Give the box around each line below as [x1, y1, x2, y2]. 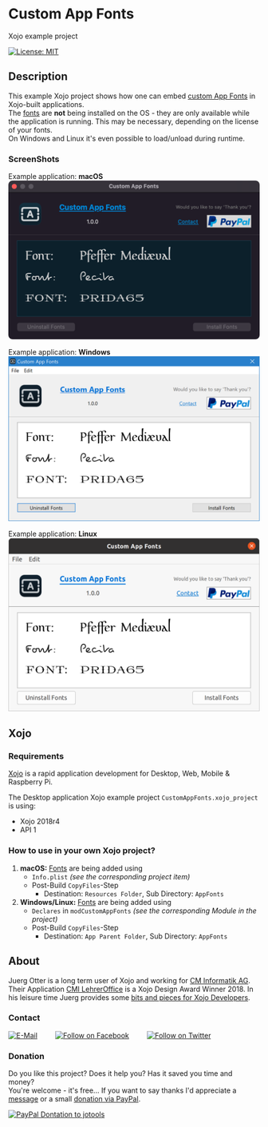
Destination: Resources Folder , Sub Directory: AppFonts [43, 888, 225, 899]
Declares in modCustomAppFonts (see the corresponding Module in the [31, 906, 257, 915]
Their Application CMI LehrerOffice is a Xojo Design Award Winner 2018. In [8, 984, 254, 994]
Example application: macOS [8, 172, 104, 181]
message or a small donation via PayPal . [8, 1094, 141, 1104]
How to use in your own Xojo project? [8, 845, 156, 856]
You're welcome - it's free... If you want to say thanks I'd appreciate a [8, 1085, 237, 1095]
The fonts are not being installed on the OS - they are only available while [8, 108, 250, 117]
